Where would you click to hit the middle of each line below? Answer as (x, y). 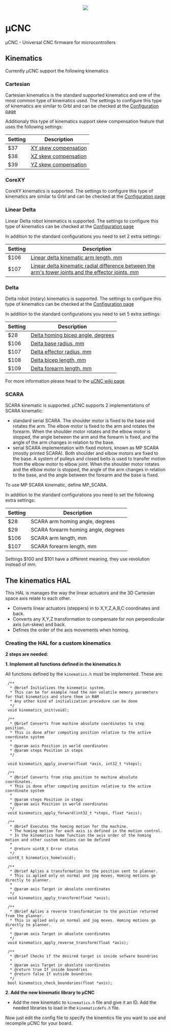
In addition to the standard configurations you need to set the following (80, 495)
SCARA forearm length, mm (63, 546)
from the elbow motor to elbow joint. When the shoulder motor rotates (86, 464)
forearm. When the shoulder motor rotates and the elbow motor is (82, 431)
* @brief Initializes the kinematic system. (58, 688)
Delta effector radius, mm (61, 352)
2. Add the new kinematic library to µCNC (50, 993)
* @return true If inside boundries (49, 970)
